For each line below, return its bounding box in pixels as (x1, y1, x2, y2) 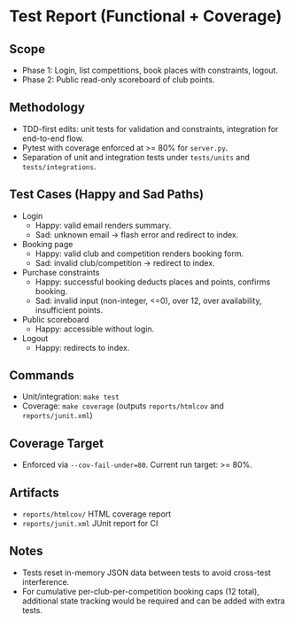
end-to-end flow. (21, 133, 84, 144)
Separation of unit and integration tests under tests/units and (21, 152, 251, 162)
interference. (21, 576, 70, 587)
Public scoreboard (21, 314, 89, 324)
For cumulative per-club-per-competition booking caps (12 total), (21, 586, 259, 596)
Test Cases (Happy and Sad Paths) (9, 187, 205, 202)
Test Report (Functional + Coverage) (9, 6, 282, 27)
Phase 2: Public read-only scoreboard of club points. (21, 74, 215, 85)
